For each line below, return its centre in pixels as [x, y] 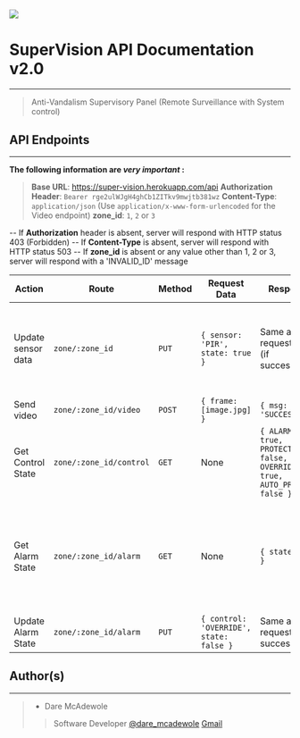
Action [29, 289]
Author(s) [37, 676]
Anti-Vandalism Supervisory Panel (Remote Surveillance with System [158, 102]
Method [175, 289]
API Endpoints [50, 140]
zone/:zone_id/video [97, 410]
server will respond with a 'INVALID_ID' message [99, 261]
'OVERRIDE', [226, 627]
